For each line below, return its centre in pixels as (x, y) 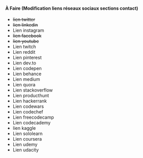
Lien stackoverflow (33, 90)
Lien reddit (24, 52)
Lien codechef (28, 112)
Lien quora (24, 85)
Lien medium (26, 79)
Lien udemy (25, 145)
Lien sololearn (28, 133)
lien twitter (24, 19)
